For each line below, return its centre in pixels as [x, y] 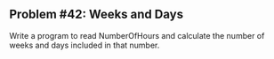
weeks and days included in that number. [85, 45]
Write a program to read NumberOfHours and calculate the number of [137, 35]
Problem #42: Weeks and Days [97, 15]
